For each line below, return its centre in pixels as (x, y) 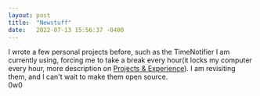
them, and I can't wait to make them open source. (88, 77)
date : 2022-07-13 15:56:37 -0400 (66, 30)
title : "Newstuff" (40, 23)
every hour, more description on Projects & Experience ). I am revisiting (122, 69)
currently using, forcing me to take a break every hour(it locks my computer (130, 60)
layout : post (29, 15)
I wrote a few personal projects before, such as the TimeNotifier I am (119, 52)
